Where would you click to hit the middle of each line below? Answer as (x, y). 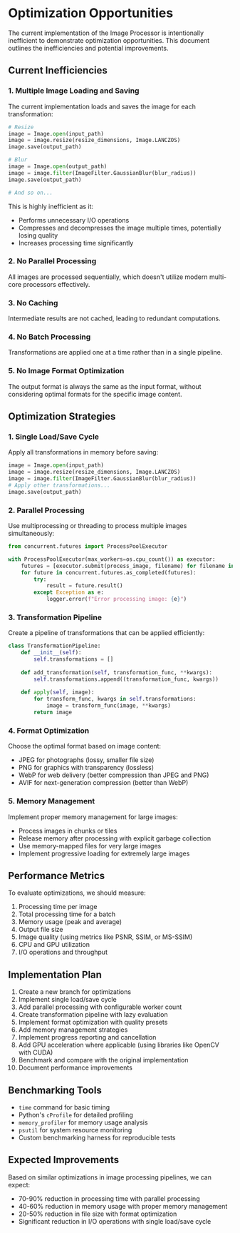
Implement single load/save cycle (67, 1000)
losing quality (38, 235)
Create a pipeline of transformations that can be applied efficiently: (106, 633)
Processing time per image (58, 907)
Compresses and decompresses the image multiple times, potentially (120, 228)
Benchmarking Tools (55, 1090)
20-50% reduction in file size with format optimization (98, 1214)
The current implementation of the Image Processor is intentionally (106, 33)
